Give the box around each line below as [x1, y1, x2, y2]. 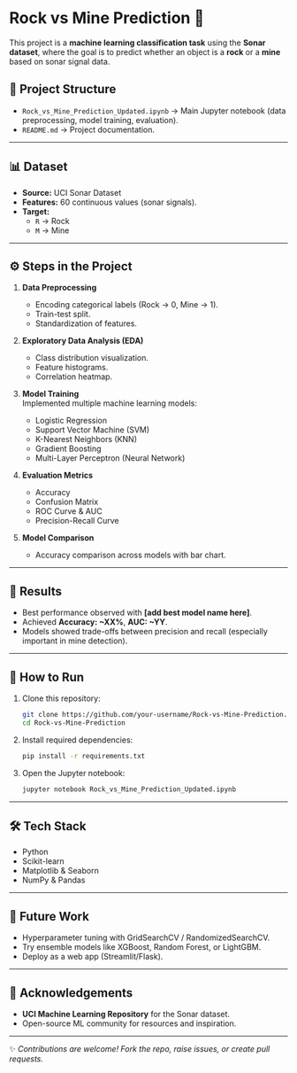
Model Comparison [21, 533, 95, 543]
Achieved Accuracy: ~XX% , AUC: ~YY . [21, 617, 168, 627]
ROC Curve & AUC [34, 506, 103, 517]
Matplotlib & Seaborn [21, 866, 99, 876]
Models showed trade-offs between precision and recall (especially [21, 626, 268, 637]
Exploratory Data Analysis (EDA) [21, 336, 144, 346]
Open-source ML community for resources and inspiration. [21, 1018, 237, 1029]
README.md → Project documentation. [21, 124, 156, 135]
